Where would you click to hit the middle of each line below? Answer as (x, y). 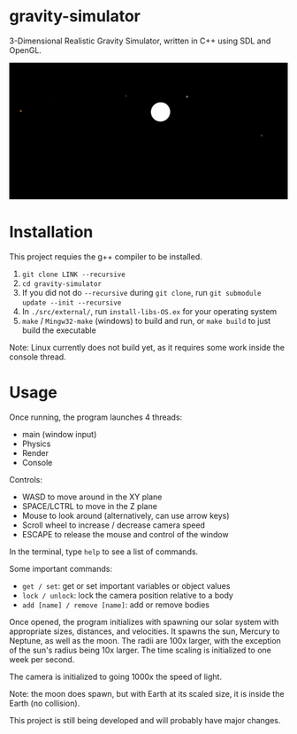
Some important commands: (61, 568)
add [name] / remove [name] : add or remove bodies (116, 605)
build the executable (59, 330)
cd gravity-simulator (61, 284)
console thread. (38, 357)
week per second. (42, 659)
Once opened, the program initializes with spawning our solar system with (144, 622)
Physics (36, 444)
